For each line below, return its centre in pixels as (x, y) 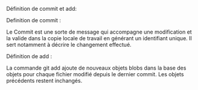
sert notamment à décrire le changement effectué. (69, 45)
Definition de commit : (34, 20)
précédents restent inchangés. (44, 81)
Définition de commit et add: (42, 9)
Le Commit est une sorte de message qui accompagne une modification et (99, 32)
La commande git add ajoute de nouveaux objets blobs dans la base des (96, 68)
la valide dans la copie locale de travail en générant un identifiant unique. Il (99, 38)
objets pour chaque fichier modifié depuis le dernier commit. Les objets (95, 74)
